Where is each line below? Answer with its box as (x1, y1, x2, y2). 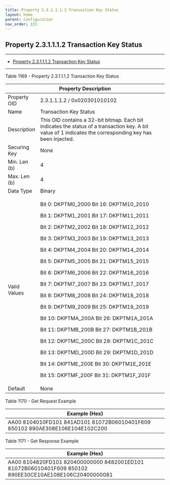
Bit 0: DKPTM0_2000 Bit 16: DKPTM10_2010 (40, 201, 149, 208)
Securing (8, 144, 29, 151)
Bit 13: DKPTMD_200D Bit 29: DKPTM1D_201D (40, 349, 153, 356)
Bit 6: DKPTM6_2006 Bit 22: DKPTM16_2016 (40, 269, 149, 276)
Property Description (59, 85, 111, 92)
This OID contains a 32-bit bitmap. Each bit (40, 117, 144, 124)
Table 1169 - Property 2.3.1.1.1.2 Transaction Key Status (5, 73, 119, 79)
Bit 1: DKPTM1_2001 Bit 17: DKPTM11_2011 (40, 212, 149, 219)
